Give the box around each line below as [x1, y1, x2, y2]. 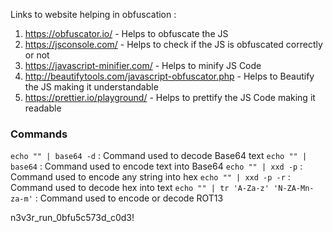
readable [24, 102, 62, 114]
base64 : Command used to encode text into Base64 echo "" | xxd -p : [10, 160, 303, 173]
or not [24, 49, 50, 61]
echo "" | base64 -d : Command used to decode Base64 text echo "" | [10, 150, 308, 162]
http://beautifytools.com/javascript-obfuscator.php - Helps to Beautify [24, 70, 315, 82]
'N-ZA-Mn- [273, 184, 315, 194]
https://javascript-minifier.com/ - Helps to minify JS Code [24, 60, 262, 71]
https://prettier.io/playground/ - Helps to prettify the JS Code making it [24, 92, 316, 103]
